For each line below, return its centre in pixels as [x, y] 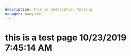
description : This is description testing [49, 9]
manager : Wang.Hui [24, 14]
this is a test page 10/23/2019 [66, 38]
